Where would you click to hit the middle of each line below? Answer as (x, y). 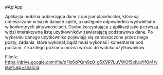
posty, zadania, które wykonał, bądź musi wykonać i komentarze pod (74, 42)
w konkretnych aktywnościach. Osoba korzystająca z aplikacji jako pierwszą (81, 27)
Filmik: (12, 57)
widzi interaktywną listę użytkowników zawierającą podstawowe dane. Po (79, 32)
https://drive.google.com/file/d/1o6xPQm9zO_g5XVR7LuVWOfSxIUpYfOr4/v (81, 62)
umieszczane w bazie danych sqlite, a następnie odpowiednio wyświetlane (80, 22)
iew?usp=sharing (22, 67)
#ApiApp (14, 7)
